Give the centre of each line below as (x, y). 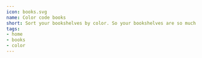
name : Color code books (36, 18)
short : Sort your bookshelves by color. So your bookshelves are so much (101, 23)
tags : (13, 29)
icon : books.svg (27, 12)
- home (15, 34)
